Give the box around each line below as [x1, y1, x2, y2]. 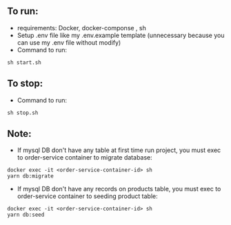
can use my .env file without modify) [17, 38, 121, 47]
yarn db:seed [7, 211, 45, 219]
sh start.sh [7, 58, 41, 66]
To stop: [7, 78, 43, 89]
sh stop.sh [7, 109, 39, 116]
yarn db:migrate [7, 173, 54, 180]
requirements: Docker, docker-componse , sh [17, 23, 147, 32]
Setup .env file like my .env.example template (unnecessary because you [17, 31, 225, 39]
